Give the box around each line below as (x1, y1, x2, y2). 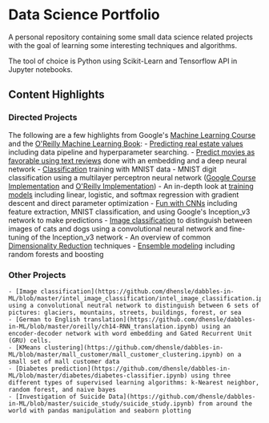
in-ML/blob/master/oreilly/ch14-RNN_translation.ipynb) (8, 322, 199, 330)
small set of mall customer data (8, 357, 120, 365)
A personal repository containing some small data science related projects (8, 32, 254, 42)
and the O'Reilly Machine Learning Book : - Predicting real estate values (8, 139, 243, 148)
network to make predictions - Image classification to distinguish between (8, 215, 253, 225)
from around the (198, 399, 252, 408)
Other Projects (8, 269, 66, 280)
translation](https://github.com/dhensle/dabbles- (83, 315, 256, 324)
